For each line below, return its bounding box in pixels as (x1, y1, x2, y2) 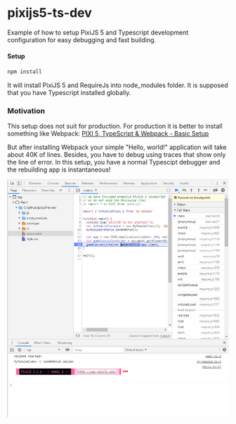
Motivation (7, 105, 46, 115)
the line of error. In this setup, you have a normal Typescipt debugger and (7, 158, 221, 167)
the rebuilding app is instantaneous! (7, 165, 111, 174)
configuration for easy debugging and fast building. (7, 35, 157, 44)
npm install (7, 68, 42, 75)
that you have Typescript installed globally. (7, 89, 131, 97)
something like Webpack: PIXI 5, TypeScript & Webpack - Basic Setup (7, 129, 209, 138)
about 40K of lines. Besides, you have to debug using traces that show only (7, 150, 226, 159)
